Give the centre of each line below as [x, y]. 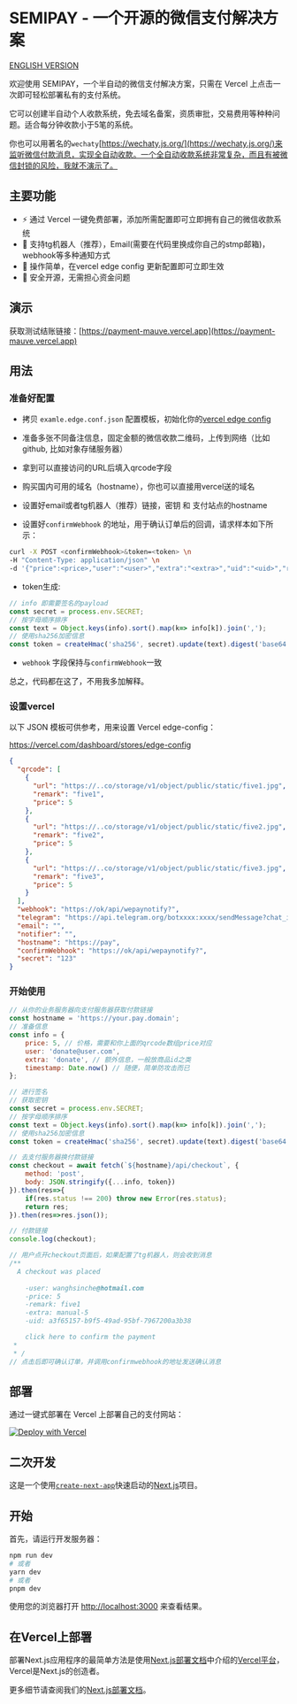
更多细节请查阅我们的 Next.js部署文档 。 [80, 1690]
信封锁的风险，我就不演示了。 [63, 166]
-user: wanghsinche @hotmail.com [84, 1288]
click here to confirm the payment [91, 1338]
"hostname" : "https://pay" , [69, 942]
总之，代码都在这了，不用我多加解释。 [79, 682]
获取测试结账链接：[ [46, 331]
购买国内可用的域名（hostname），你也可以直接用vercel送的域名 [138, 487]
